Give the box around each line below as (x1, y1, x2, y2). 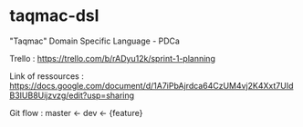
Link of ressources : (9, 70, 84, 82)
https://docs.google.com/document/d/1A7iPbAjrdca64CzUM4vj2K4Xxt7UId (9, 80, 294, 91)
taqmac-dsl (9, 5, 99, 26)
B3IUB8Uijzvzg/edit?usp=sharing (9, 90, 135, 101)
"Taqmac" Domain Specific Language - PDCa (9, 35, 181, 46)
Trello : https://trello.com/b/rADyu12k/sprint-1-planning (9, 53, 216, 63)
